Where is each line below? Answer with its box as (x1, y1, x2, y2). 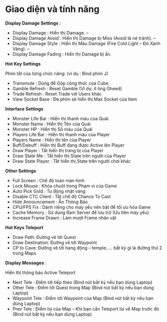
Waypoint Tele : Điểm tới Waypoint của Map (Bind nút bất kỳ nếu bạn (12, 295, 154, 301)
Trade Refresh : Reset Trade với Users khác (12, 91, 102, 97)
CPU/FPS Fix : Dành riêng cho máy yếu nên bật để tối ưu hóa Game (12, 204, 151, 210)
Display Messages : (5, 259, 47, 266)
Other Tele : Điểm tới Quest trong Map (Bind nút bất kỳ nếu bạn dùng (12, 284, 154, 290)
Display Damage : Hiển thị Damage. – (12, 30, 89, 36)
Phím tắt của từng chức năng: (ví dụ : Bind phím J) (5, 70, 108, 76)
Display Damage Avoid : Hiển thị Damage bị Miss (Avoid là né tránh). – (12, 35, 156, 41)
